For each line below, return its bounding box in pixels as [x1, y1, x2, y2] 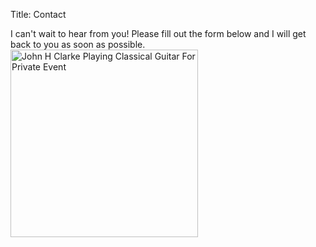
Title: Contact [10, 9, 67, 20]
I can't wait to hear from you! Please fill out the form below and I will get [10, 28, 307, 39]
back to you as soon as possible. [10, 39, 146, 50]
